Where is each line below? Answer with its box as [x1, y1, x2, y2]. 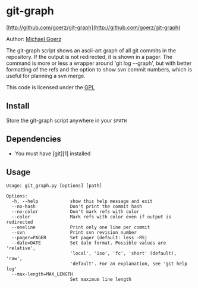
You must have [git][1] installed [14, 150, 91, 157]
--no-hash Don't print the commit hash [11, 204, 143, 209]
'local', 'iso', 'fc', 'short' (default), [70, 251, 177, 256]
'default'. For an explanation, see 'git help [70, 261, 187, 267]
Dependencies [6, 134, 61, 144]
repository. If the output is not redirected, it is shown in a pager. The [6, 53, 173, 60]
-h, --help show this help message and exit [11, 198, 153, 205]
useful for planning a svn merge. [6, 72, 86, 79]
